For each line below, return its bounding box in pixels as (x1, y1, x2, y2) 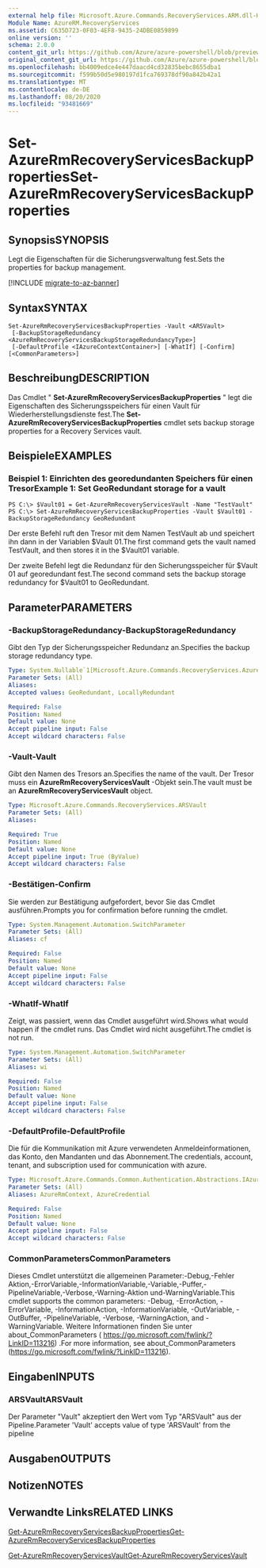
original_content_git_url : (8, 56, 97, 64)
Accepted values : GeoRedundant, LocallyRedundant (8, 688, 176, 697)
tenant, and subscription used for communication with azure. (8, 1160, 207, 1170)
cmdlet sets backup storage (163, 417, 255, 427)
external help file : (8, 11, 77, 20)
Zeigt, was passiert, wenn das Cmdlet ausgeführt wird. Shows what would (8, 1016, 249, 1025)
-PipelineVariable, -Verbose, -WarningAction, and (43, 1313, 204, 1323)
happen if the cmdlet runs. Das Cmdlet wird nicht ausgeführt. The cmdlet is (8, 1024, 252, 1034)
